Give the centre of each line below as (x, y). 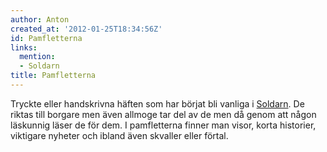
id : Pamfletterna (46, 38)
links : (24, 47)
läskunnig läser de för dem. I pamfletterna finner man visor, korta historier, (163, 125)
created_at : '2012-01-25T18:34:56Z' (86, 29)
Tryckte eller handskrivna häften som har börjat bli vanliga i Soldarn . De (157, 103)
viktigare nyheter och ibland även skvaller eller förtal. (119, 135)
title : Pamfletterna (53, 76)
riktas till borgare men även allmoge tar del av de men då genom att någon (163, 114)
